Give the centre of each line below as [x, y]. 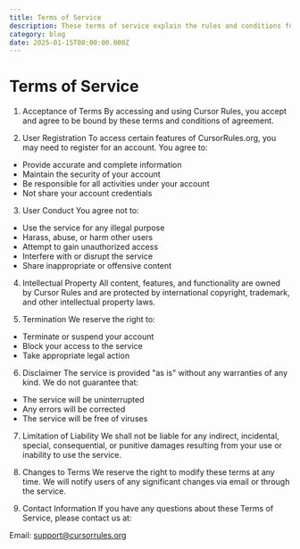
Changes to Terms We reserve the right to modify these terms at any [148, 472]
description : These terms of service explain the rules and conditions [145, 26]
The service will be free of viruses [85, 419]
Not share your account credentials [87, 194]
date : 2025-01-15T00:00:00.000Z [69, 42]
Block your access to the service [82, 346]
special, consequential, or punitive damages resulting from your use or [152, 445]
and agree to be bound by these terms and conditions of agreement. [148, 121]
